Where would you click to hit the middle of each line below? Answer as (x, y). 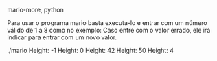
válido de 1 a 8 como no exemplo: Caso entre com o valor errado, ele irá (109, 30)
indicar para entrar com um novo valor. (62, 37)
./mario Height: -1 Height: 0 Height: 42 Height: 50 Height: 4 (90, 50)
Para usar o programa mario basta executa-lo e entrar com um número (107, 23)
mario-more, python (35, 10)
